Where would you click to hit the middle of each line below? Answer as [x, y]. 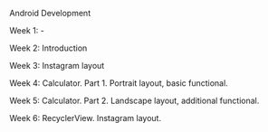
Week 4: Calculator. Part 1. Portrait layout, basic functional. [119, 83]
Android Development [50, 13]
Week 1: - [27, 30]
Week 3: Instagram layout [57, 66]
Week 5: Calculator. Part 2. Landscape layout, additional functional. [134, 100]
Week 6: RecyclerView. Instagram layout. [85, 118]
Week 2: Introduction [48, 48]
